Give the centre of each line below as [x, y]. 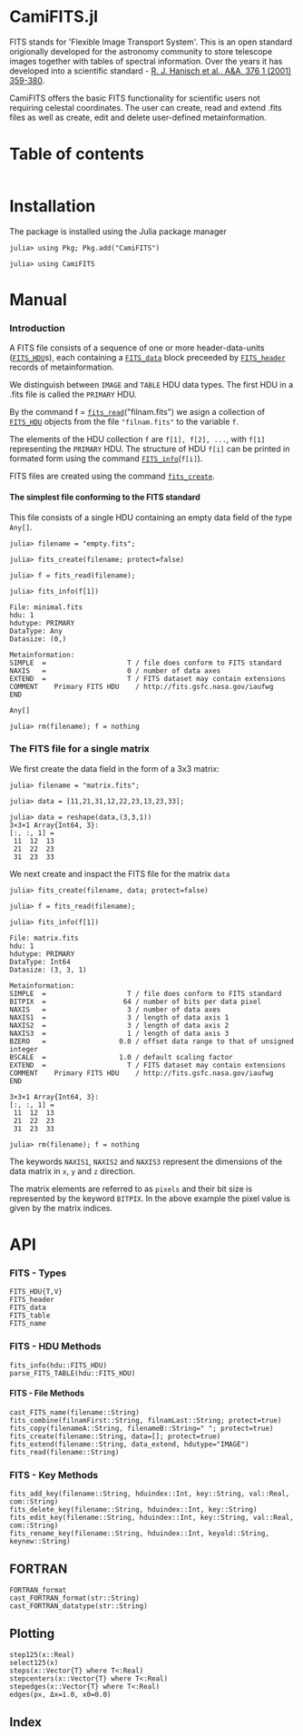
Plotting [32, 1634]
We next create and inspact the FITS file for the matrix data [120, 873]
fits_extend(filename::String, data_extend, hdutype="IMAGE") [129, 1444]
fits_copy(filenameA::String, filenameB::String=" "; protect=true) [142, 1428]
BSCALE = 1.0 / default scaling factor [121, 1057]
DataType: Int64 [40, 962]
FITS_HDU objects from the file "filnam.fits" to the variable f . [124, 422]
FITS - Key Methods [54, 1475]
